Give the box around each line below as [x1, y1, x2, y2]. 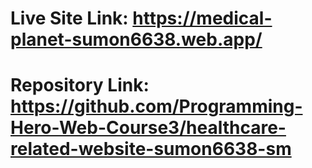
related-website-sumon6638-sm [10, 138, 292, 161]
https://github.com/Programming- [10, 95, 303, 118]
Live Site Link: [10, 7, 129, 30]
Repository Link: [10, 74, 150, 97]
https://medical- [132, 7, 273, 30]
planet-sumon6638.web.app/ [10, 28, 263, 51]
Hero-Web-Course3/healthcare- [10, 117, 287, 139]
